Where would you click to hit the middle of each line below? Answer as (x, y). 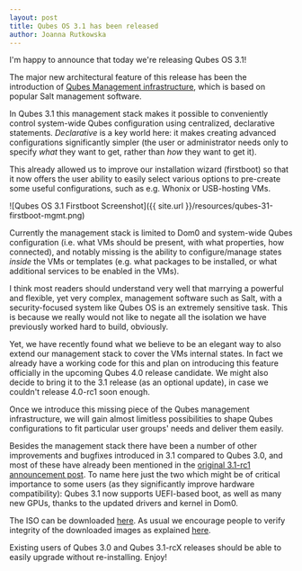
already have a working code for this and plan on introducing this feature (144, 363)
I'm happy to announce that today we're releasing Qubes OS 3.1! (128, 60)
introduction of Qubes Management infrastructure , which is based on (138, 87)
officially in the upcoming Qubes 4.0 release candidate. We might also (139, 373)
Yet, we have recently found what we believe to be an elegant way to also (145, 344)
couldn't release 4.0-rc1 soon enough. (80, 392)
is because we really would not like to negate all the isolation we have (138, 317)
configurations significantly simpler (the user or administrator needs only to (149, 143)
